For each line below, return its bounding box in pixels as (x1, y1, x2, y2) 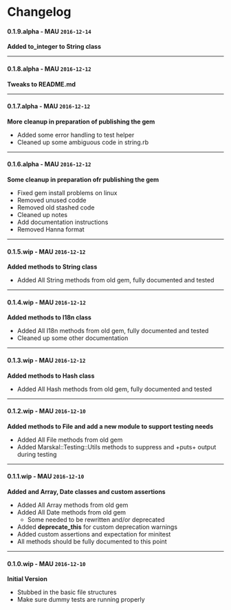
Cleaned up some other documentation (16, 334, 129, 342)
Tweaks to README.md (7, 80, 76, 88)
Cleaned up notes (16, 211, 67, 218)
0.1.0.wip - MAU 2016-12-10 (7, 559, 86, 567)
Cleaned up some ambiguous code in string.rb (16, 138, 149, 146)
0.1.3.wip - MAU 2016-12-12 (7, 357, 86, 364)
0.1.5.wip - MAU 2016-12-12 (7, 247, 86, 256)
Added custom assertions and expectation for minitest (16, 530, 171, 539)
